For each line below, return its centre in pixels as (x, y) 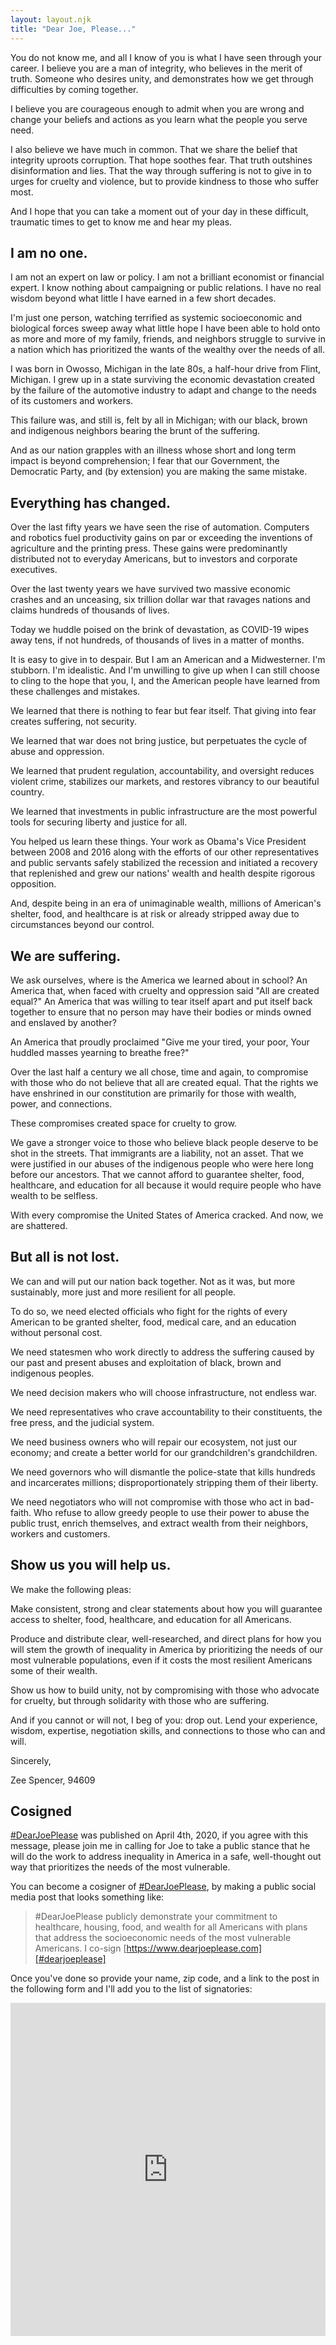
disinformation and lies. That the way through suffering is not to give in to (161, 170)
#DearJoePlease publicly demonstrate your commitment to (156, 1917)
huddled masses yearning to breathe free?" (100, 1052)
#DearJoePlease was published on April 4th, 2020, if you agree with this (159, 1835)
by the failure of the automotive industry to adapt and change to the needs (163, 390)
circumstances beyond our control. (82, 925)
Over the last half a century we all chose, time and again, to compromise (159, 1072)
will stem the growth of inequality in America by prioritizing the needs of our (167, 1649)
